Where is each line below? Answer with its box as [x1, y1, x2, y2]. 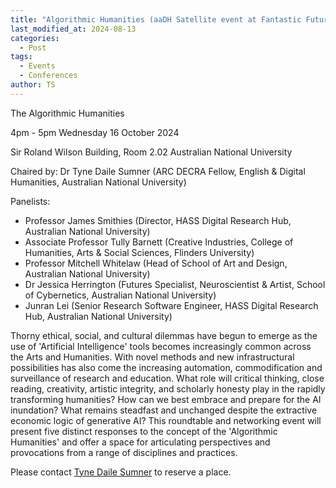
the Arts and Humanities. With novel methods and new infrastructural [10, 351, 295, 363]
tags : [10, 52, 33, 62]
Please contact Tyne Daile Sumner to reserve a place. [10, 466, 232, 478]
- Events [19, 61, 56, 71]
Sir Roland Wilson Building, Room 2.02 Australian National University [10, 146, 293, 158]
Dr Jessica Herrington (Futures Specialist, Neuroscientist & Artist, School [24, 278, 326, 290]
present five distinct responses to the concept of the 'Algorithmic [10, 425, 278, 437]
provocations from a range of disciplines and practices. [10, 446, 238, 458]
